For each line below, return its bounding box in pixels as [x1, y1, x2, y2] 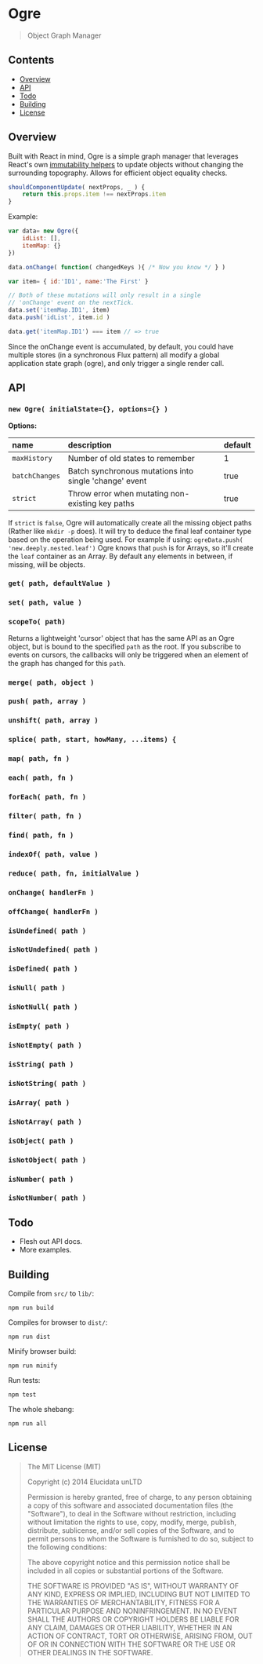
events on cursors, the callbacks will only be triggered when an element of [8, 649, 249, 660]
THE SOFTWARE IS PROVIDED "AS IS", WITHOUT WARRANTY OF [27, 1581, 240, 1590]
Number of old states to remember [67, 452, 196, 463]
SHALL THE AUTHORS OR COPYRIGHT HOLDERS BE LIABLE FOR [27, 1615, 240, 1624]
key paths [98, 498, 135, 509]
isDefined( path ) [8, 964, 78, 974]
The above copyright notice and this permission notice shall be [27, 1557, 231, 1567]
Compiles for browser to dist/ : [8, 1318, 108, 1327]
